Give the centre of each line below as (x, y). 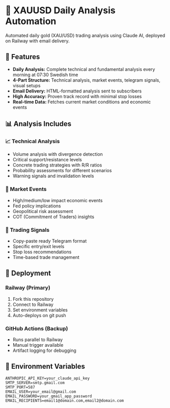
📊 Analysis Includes (38, 124)
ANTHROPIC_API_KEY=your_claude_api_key (48, 378)
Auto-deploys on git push (39, 315)
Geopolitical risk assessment (43, 211)
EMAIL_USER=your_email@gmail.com (41, 392)
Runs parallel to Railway (37, 340)
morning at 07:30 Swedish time (45, 75)
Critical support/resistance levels (47, 160)
